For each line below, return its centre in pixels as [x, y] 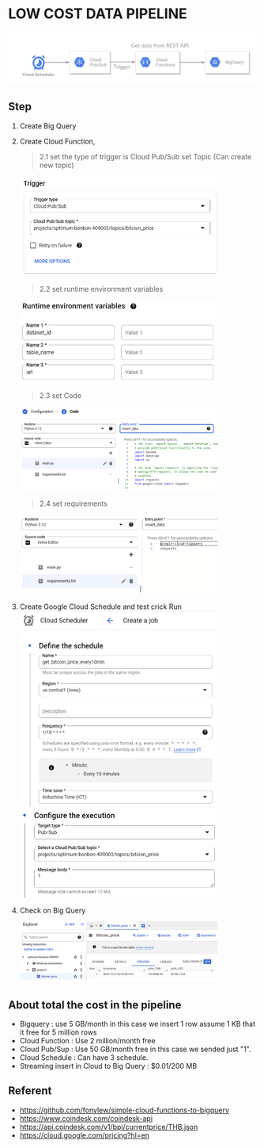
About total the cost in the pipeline [95, 1005]
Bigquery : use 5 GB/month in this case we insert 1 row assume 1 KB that [137, 1024]
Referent [30, 1091]
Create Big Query [48, 126]
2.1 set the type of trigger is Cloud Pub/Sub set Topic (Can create [145, 156]
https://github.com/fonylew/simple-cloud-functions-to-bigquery [124, 1110]
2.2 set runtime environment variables [101, 289]
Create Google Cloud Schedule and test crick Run [100, 607]
